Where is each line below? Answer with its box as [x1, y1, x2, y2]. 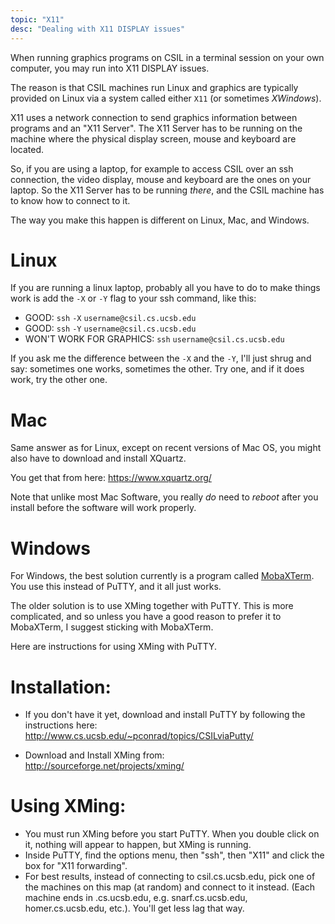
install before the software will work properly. [10, 502, 197, 514]
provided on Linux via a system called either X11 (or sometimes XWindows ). [10, 92, 322, 104]
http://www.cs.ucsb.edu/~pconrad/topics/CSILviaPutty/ [24, 730, 254, 742]
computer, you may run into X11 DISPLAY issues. [10, 62, 210, 74]
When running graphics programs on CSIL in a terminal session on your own [10, 51, 325, 63]
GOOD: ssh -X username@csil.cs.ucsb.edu [24, 312, 197, 324]
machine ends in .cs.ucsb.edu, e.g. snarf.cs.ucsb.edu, [24, 892, 248, 904]
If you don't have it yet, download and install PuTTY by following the [24, 709, 306, 721]
